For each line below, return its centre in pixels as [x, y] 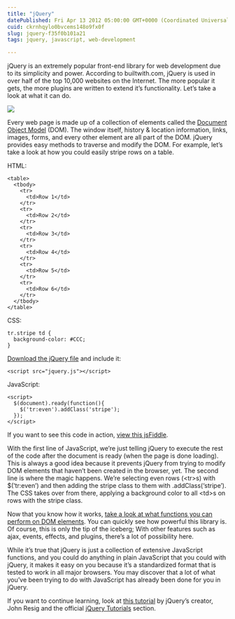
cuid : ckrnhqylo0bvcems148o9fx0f [56, 27]
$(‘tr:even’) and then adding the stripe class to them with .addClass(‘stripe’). [117, 486]
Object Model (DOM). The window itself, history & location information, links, [117, 130]
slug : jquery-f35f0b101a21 [47, 33]
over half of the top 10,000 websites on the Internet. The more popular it [111, 81]
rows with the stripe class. [45, 501]
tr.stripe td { [29, 334]
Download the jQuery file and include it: [64, 359]
